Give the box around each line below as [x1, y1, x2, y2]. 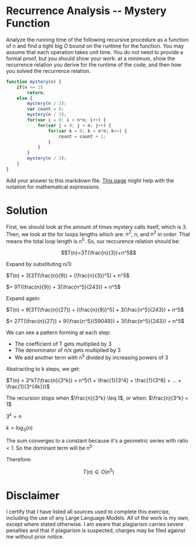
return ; [27, 89, 46, 95]
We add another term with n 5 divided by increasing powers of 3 [14, 353, 168, 361]
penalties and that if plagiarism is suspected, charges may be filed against [6, 527, 186, 534]
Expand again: [6, 295, 41, 302]
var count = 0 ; [27, 106, 65, 112]
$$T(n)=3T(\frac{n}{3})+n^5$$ [60, 249, 137, 257]
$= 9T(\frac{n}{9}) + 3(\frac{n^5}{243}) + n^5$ [6, 284, 121, 291]
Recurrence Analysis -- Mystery [6, 4, 167, 18]
